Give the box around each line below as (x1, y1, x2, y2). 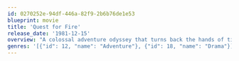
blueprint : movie (7, 17, 59, 24)
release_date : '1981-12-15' (7, 29, 91, 37)
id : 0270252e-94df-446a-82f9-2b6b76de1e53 (7, 10, 135, 18)
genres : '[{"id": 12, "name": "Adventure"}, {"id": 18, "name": (7, 43, 202, 50)
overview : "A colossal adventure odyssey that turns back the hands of (7, 36, 224, 43)
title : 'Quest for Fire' (7, 23, 81, 30)
